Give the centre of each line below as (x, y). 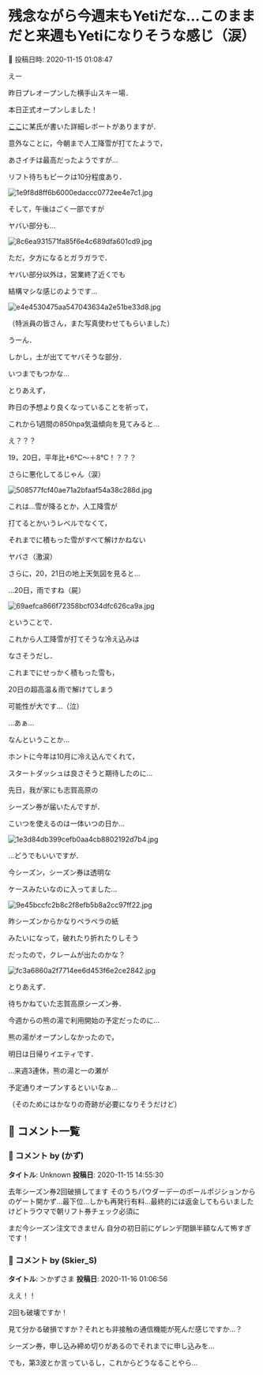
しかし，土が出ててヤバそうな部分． (67, 357)
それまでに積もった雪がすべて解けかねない (77, 540)
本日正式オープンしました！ (53, 109)
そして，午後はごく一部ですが (56, 208)
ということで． (32, 622)
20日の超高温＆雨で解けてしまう (61, 689)
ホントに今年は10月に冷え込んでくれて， (74, 756)
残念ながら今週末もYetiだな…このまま (131, 16)
